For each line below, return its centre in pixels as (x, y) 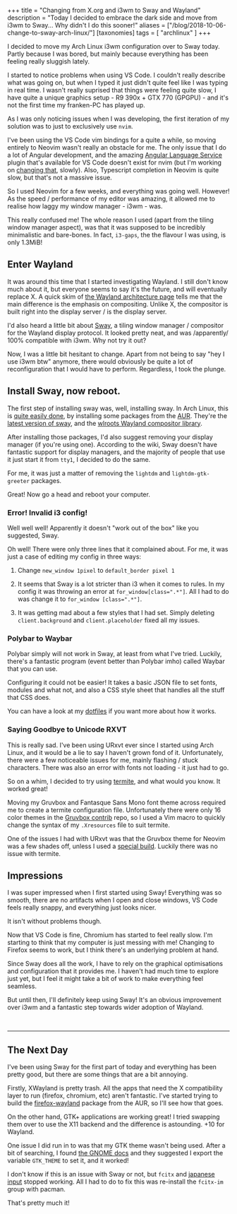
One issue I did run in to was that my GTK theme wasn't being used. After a (116, 1145)
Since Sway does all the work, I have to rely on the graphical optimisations (115, 964)
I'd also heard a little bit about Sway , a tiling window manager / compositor (116, 325)
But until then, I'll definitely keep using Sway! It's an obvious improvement (115, 1000)
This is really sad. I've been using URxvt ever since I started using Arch (110, 745)
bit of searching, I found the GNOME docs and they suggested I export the (115, 1153)
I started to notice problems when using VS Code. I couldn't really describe (116, 75)
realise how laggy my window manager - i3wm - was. (85, 206)
